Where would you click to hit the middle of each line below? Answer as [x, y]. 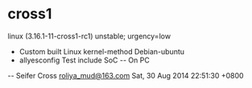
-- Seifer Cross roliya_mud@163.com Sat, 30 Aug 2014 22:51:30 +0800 [126, 75]
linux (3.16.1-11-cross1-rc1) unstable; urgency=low [89, 36]
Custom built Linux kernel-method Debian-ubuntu [102, 51]
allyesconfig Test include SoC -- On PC [84, 60]
